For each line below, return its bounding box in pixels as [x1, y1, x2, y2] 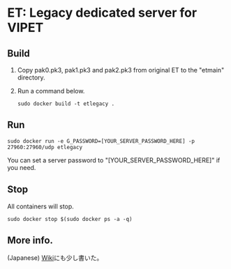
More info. [7, 235, 54, 247]
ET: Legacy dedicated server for [7, 5, 198, 21]
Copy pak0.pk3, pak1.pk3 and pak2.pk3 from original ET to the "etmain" [17, 66, 225, 74]
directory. [17, 73, 45, 82]
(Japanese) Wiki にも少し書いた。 [7, 254, 103, 262]
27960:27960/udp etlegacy [7, 144, 82, 151]
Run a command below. [17, 87, 85, 95]
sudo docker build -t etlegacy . [17, 100, 115, 107]
